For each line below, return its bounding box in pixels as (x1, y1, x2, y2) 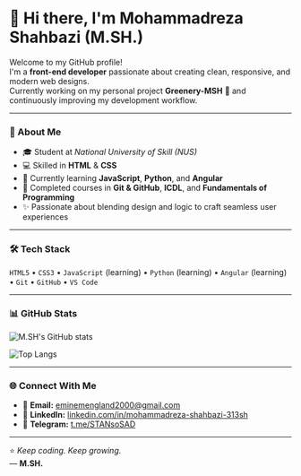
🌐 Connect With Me (9, 379, 97, 392)
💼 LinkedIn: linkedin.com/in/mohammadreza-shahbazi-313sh (21, 410, 249, 420)
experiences (21, 212, 69, 222)
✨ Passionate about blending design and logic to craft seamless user (21, 202, 278, 212)
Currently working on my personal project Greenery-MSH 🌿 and (9, 85, 246, 96)
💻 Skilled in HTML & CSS (21, 160, 117, 171)
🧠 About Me (9, 125, 62, 138)
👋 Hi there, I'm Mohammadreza (9, 8, 244, 29)
